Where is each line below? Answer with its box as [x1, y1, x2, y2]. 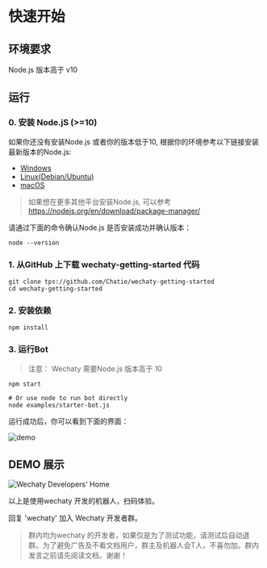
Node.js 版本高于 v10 [8, 65, 78, 74]
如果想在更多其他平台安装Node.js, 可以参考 [27, 197, 172, 207]
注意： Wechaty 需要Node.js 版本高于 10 [27, 364, 163, 374]
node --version [8, 239, 60, 247]
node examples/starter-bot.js [8, 401, 111, 409]
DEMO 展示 [8, 457, 65, 471]
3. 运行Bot [8, 344, 48, 355]
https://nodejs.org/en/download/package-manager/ [27, 206, 201, 215]
